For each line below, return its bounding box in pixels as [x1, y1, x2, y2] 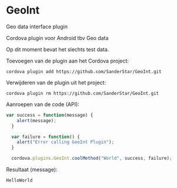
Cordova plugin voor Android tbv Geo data [6, 34, 109, 41]
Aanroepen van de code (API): [6, 101, 79, 108]
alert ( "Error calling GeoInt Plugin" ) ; [16, 139, 115, 145]
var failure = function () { [11, 134, 81, 140]
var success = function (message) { [6, 112, 93, 118]
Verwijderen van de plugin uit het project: [6, 79, 106, 86]
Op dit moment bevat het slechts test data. [6, 45, 109, 53]
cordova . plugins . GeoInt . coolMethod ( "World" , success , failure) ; [11, 156, 172, 161]
